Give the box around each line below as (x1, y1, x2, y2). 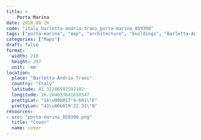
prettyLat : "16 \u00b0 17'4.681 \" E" (11, 97, 98, 103)
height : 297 (11, 58, 42, 64)
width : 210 (11, 53, 39, 59)
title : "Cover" (11, 120, 50, 126)
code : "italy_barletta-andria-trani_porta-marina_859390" (6, 25, 154, 32)
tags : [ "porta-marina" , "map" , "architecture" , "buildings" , (6, 31, 162, 37)
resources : (6, 108, 33, 114)
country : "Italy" (11, 81, 55, 87)
